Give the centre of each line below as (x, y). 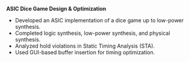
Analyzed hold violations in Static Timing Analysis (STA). (85, 46)
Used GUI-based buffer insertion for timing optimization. (85, 52)
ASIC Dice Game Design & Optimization (56, 9)
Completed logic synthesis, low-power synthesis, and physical (92, 33)
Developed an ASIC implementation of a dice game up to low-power (99, 20)
